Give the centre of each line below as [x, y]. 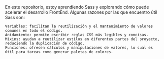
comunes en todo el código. [34, 31]
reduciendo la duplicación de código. [45, 43]
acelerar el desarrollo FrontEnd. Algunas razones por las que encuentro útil [81, 12]
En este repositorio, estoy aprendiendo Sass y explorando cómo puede [77, 7]
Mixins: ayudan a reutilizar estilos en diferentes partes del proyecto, [82, 39]
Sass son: [15, 17]
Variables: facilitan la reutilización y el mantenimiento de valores [79, 26]
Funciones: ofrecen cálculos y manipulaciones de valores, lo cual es [79, 48]
